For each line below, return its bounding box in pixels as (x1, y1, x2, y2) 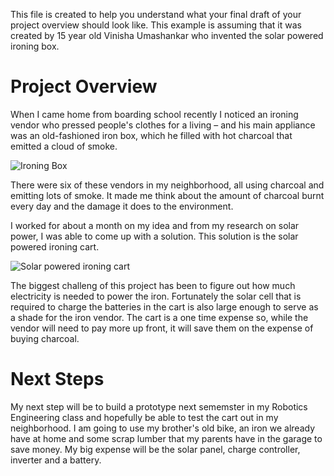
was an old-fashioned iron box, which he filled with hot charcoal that (10, 129, 293, 141)
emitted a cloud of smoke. (10, 140, 118, 152)
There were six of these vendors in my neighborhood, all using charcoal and (10, 179, 325, 191)
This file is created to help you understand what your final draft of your (10, 9, 302, 20)
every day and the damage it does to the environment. (10, 200, 234, 212)
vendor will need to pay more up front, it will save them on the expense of (10, 322, 314, 334)
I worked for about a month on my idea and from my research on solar (10, 219, 300, 231)
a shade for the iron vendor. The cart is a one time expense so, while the (10, 311, 309, 323)
